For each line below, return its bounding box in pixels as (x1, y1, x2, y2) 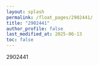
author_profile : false (6, 25, 63, 32)
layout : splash (6, 8, 45, 15)
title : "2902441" (6, 20, 50, 26)
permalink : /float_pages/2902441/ (6, 14, 94, 20)
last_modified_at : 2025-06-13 (6, 31, 83, 37)
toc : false (6, 37, 34, 43)
